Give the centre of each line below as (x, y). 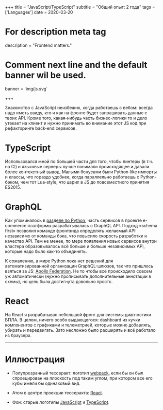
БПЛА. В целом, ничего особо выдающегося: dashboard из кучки (73, 320)
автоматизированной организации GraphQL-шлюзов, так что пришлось (79, 266)
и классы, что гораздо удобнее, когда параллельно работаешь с (72, 177)
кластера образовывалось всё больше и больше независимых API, (75, 246)
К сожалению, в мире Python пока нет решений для (59, 261)
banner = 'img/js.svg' (26, 89)
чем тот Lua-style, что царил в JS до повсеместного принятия (85, 182)
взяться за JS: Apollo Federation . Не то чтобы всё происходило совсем (79, 271)
